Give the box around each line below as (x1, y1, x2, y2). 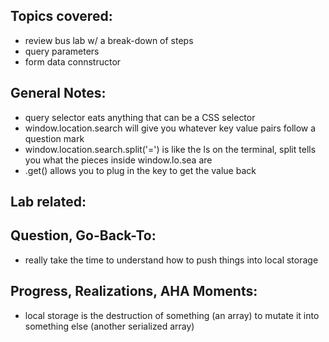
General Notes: (10, 85, 107, 102)
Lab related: (10, 194, 87, 211)
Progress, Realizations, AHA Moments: (10, 283, 258, 300)
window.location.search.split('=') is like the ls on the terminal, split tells (24, 143, 317, 155)
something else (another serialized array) (24, 320, 195, 332)
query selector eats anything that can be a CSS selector (24, 111, 256, 123)
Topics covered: (10, 8, 113, 25)
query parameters (24, 45, 100, 57)
